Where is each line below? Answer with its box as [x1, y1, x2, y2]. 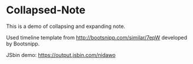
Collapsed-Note [6, 3, 86, 17]
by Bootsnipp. [6, 40, 40, 47]
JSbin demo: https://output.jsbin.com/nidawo [6, 51, 116, 58]
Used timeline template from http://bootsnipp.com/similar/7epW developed [6, 34, 187, 41]
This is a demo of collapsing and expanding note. [6, 23, 125, 30]
